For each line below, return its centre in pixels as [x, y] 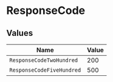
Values [20, 33]
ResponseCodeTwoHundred [44, 60]
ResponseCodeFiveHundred [45, 70]
